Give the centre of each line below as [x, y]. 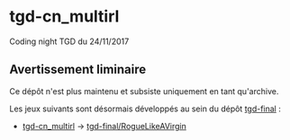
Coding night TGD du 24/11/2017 [69, 41]
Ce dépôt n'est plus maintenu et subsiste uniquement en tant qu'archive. [144, 91]
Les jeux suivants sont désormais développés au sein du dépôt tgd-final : [145, 109]
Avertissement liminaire [78, 70]
